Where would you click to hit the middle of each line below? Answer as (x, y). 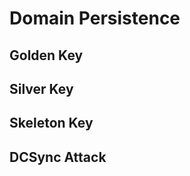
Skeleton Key (51, 123)
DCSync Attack (58, 157)
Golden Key (46, 55)
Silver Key (41, 88)
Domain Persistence (95, 18)
